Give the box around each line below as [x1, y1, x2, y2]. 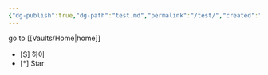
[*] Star [19, 58, 45, 68]
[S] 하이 [19, 49, 45, 59]
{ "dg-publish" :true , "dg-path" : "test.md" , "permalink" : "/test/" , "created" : [8, 11, 259, 20]
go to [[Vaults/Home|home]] [8, 33, 101, 43]
